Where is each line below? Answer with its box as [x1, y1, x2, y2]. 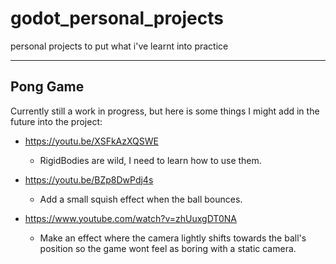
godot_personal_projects [10, 7, 224, 30]
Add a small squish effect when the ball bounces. [39, 193, 243, 205]
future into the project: [10, 115, 103, 127]
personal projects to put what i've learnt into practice [10, 40, 229, 52]
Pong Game [10, 78, 85, 96]
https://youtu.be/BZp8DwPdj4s [24, 173, 154, 186]
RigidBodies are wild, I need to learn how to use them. [39, 154, 262, 166]
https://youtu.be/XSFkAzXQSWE [24, 135, 159, 147]
